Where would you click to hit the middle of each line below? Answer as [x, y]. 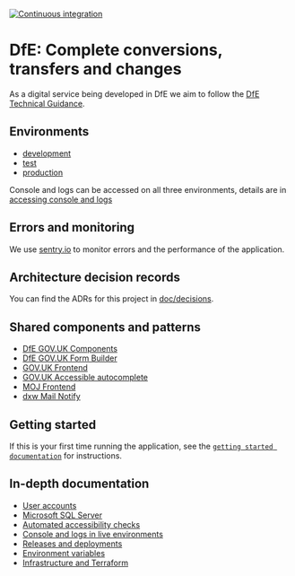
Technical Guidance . [47, 103]
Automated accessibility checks [81, 524]
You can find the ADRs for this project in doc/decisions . [112, 299]
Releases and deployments [72, 544]
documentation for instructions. [66, 456]
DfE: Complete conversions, [116, 50]
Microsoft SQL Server [62, 515]
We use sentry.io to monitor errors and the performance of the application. [147, 249]
